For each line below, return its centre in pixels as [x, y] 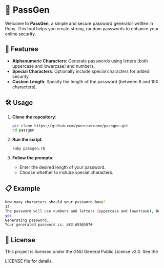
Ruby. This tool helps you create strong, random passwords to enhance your [82, 28]
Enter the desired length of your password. [62, 167]
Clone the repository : [34, 117]
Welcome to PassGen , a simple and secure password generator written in [79, 23]
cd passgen [23, 130]
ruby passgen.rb [29, 149]
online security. [20, 34]
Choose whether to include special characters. [66, 172]
